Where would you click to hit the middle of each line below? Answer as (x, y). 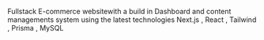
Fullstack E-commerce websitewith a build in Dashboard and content (119, 11)
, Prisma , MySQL (36, 28)
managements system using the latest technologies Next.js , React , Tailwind (132, 20)
